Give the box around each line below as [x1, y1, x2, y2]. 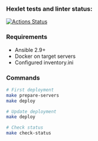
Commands [6, 73, 40, 81]
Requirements [6, 33, 48, 41]
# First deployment [6, 87, 54, 93]
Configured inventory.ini [14, 58, 74, 66]
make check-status [6, 130, 51, 136]
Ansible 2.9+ [14, 46, 46, 53]
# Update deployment [6, 109, 57, 114]
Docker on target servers [14, 53, 76, 60]
